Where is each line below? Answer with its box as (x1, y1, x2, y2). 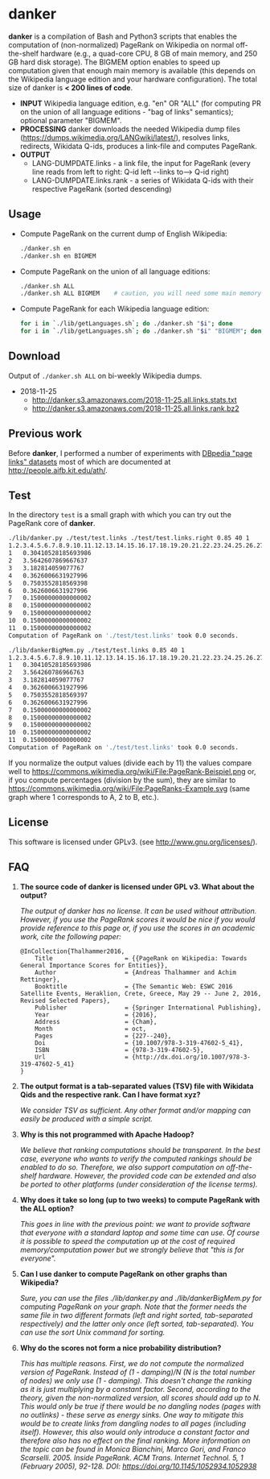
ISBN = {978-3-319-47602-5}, (35, 1046, 204, 1054)
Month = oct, (35, 1025, 147, 1033)
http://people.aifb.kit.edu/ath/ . (8, 465, 108, 475)
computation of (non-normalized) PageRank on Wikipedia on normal (8, 39, 235, 49)
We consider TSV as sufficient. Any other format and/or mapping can (19, 1105, 252, 1115)
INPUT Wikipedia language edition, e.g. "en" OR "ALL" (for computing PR (19, 98, 261, 108)
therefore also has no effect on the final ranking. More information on (19, 1435, 251, 1445)
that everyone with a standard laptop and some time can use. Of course (19, 1228, 260, 1237)
